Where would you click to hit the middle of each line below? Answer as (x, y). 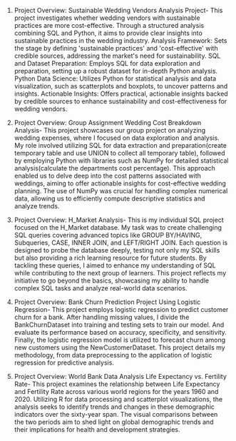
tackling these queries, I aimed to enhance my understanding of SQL (115, 265)
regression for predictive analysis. (64, 363)
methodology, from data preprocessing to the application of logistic (113, 355)
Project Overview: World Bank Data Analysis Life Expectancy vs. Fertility (120, 376)
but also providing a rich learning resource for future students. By (110, 258)
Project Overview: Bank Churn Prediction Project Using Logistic (107, 302)
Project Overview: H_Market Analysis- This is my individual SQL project (119, 220)
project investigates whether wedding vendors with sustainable (107, 18)
